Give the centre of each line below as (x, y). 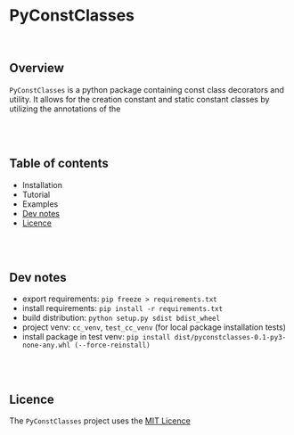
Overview (37, 68)
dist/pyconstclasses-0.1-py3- (230, 338)
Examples (40, 204)
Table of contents (59, 164)
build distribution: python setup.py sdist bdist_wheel (121, 318)
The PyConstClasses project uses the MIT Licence (100, 421)
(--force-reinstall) (112, 345)
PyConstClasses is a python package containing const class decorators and (147, 89)
